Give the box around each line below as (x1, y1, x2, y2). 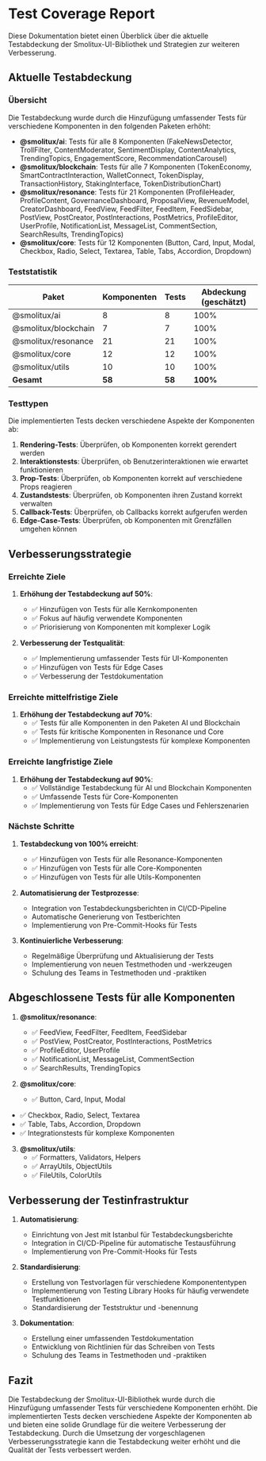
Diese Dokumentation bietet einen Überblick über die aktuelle (8, 31, 209, 40)
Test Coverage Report (8, 5, 156, 23)
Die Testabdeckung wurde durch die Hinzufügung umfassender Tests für (8, 113, 247, 122)
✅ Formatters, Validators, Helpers (31, 1152, 141, 1162)
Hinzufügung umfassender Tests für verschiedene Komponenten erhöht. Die (8, 1403, 258, 1413)
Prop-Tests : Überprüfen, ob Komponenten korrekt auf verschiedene (19, 474, 243, 483)
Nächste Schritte (8, 821, 75, 832)
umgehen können (19, 525, 78, 534)
